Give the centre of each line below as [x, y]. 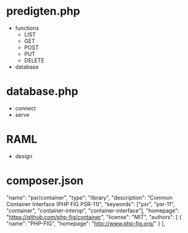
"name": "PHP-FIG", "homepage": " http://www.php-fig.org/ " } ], [86, 223]
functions [27, 28]
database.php [42, 92]
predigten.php [43, 11]
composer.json [45, 181]
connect [25, 108]
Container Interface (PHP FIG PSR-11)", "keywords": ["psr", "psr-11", [90, 204]
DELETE [34, 60]
